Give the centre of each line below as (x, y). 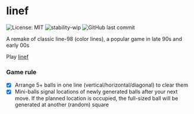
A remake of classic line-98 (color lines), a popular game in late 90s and (94, 39)
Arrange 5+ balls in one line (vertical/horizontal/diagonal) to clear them (101, 85)
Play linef (18, 56)
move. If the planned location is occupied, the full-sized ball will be (96, 99)
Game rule (21, 72)
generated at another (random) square (62, 104)
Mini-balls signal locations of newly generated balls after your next (96, 92)
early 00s (18, 45)
